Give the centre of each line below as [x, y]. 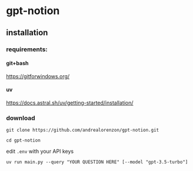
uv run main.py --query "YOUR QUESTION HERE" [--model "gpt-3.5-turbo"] [97, 162]
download [21, 118]
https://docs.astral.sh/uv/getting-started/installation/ [70, 103]
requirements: [27, 49]
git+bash [17, 63]
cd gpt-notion [24, 140]
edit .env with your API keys [40, 152]
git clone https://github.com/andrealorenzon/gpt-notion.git [83, 130]
